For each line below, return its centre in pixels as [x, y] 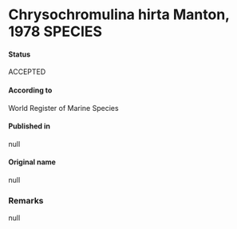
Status [20, 54]
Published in [29, 126]
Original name [32, 162]
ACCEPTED [27, 72]
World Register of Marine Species [63, 108]
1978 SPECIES [55, 32]
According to [30, 90]
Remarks [26, 200]
